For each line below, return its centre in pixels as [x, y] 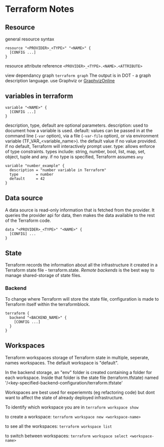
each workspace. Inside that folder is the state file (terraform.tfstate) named [82, 378]
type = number [32, 174]
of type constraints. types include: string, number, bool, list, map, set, [75, 151]
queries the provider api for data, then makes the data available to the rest [80, 215]
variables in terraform [39, 96]
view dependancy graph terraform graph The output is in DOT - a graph [78, 75]
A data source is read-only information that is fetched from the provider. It [80, 210]
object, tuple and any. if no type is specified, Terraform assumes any [74, 157]
